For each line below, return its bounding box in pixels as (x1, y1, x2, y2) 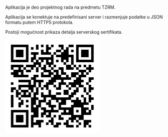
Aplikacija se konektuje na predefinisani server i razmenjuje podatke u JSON (5, 14, 163, 20)
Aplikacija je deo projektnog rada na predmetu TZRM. (5, 5, 116, 10)
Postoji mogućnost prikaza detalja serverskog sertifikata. (5, 29, 123, 35)
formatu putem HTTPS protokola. (5, 20, 74, 25)
